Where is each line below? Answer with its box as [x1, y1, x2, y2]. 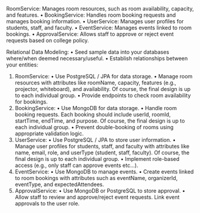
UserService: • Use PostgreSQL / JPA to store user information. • [14, 136, 176, 143]
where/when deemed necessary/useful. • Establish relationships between [6, 55, 188, 62]
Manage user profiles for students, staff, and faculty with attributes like [14, 143, 190, 150]
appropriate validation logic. [14, 130, 84, 137]
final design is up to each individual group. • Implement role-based [14, 156, 180, 162]
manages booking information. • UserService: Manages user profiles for [6, 18, 184, 25]
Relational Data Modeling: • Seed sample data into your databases [6, 48, 170, 56]
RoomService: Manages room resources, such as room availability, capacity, [6, 5, 194, 12]
